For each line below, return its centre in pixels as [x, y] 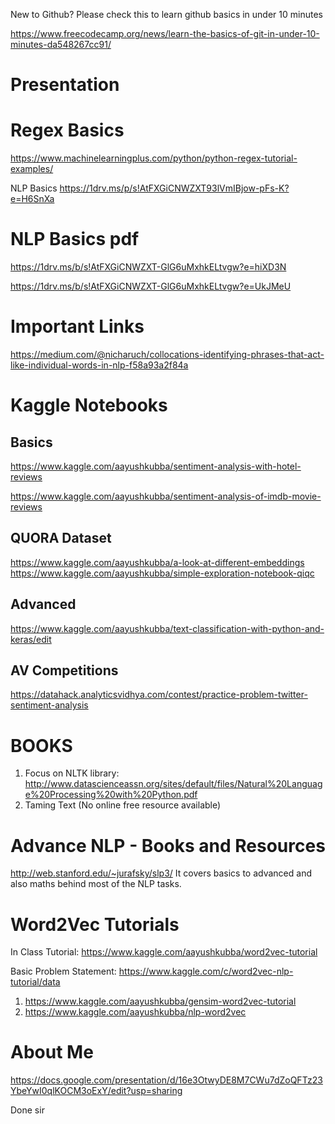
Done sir [27, 1110]
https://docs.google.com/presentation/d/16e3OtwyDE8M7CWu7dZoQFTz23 [166, 1080]
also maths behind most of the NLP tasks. [96, 884]
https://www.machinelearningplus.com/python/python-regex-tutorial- [154, 158]
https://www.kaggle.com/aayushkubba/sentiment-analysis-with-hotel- [156, 466]
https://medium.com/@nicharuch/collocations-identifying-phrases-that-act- [167, 354]
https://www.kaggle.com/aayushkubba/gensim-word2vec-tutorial [160, 1001]
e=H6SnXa [32, 199]
